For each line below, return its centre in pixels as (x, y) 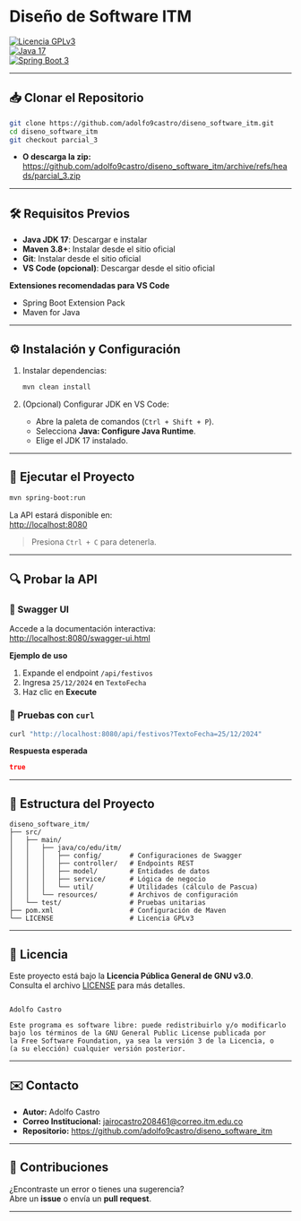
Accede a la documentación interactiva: (82, 629)
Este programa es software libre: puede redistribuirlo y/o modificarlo (148, 1025)
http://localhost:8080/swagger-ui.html (80, 639)
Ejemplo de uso (39, 656)
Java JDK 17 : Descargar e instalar (85, 240)
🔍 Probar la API (53, 579)
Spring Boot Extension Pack (73, 303)
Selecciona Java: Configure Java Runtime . (116, 431)
